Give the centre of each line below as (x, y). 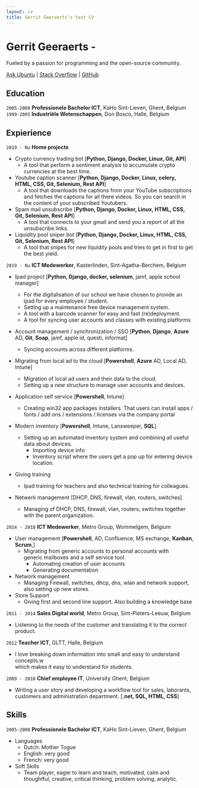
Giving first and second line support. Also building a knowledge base (108, 602)
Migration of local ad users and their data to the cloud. (90, 379)
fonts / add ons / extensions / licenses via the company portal (99, 415)
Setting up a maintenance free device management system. (97, 307)
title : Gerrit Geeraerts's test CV (50, 17)
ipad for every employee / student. (66, 301)
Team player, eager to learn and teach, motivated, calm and (97, 773)
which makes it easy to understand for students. (74, 667)
